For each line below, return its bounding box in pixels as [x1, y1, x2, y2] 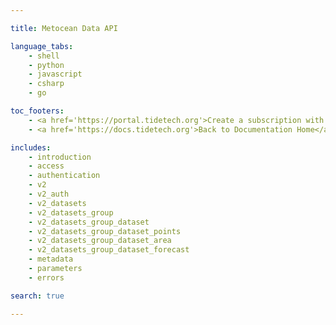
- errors [28, 272, 65, 283]
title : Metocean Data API [10, 23, 118, 33]
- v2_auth [28, 189, 70, 199]
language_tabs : [10, 41, 74, 51]
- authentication [28, 171, 101, 181]
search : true [10, 291, 65, 301]
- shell [28, 51, 60, 61]
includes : [10, 142, 52, 153]
